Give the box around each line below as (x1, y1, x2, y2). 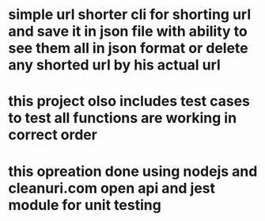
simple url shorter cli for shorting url (8, 6, 252, 24)
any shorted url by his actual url (8, 56, 221, 74)
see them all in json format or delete (8, 40, 248, 57)
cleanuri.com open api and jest (8, 179, 216, 197)
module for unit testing (8, 196, 162, 214)
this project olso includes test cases (8, 93, 251, 110)
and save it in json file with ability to (8, 22, 248, 40)
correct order (8, 126, 97, 144)
